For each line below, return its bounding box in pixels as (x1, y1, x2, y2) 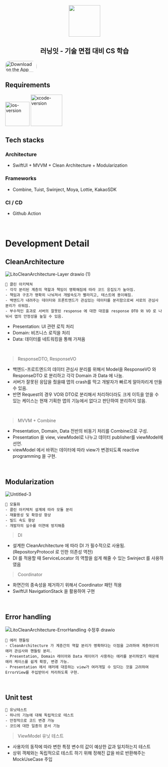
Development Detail (5, 238, 90, 249)
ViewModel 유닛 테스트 (17, 733, 64, 739)
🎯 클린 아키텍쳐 (5, 282, 33, 287)
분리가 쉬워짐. (5, 303, 31, 308)
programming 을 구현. (12, 453, 57, 459)
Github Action (12, 210, 41, 216)
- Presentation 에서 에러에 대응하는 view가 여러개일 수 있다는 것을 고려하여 (5, 664, 149, 669)
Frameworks (5, 175, 37, 182)
